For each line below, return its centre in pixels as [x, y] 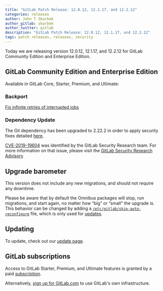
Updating [20, 229]
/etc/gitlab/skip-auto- [117, 209]
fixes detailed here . [25, 136]
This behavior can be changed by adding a [48, 209]
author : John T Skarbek [29, 19]
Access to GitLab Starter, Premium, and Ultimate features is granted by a [79, 268]
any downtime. [20, 189]
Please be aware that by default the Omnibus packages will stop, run [75, 198]
